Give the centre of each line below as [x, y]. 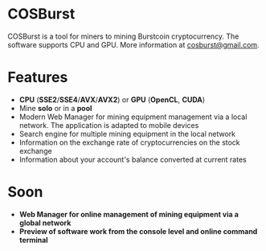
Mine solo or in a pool [55, 108]
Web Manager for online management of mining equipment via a [129, 214]
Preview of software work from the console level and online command [138, 231]
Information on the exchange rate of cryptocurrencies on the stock [129, 142]
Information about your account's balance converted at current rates [133, 159]
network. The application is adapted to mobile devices [109, 125]
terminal [34, 240]
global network [45, 223]
